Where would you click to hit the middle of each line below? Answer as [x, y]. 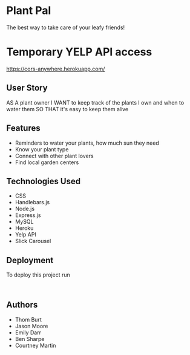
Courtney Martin [35, 345]
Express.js [28, 215]
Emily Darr [28, 333]
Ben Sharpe [30, 339]
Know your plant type [42, 149]
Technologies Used [43, 181]
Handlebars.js [32, 202]
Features [23, 128]
